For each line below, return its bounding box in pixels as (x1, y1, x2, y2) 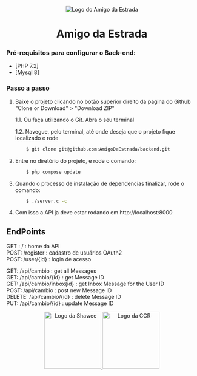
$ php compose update (26, 169, 81, 175)
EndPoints (6, 227, 46, 237)
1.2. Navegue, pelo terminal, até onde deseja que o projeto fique (15, 128, 176, 135)
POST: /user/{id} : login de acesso (6, 256, 92, 263)
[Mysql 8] (15, 69, 39, 76)
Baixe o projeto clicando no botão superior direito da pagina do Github (15, 98, 191, 105)
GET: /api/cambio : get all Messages (6, 267, 97, 275)
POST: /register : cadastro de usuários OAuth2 (6, 249, 122, 256)
